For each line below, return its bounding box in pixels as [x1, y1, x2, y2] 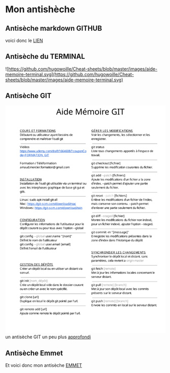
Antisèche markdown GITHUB [5, 24, 102, 33]
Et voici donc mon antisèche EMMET [5, 362, 82, 368]
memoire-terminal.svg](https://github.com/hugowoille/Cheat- [5, 71, 134, 77]
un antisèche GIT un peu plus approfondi [5, 334, 91, 340]
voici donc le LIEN [5, 37, 43, 43]
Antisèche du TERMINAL [5, 52, 86, 61]
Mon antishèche [5, 4, 75, 15]
